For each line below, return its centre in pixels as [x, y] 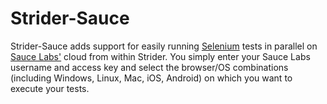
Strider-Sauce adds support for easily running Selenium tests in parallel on [164, 46]
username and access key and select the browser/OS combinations [149, 67]
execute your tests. [50, 88]
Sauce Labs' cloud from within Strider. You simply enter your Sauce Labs [160, 56]
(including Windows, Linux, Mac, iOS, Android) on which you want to [151, 78]
